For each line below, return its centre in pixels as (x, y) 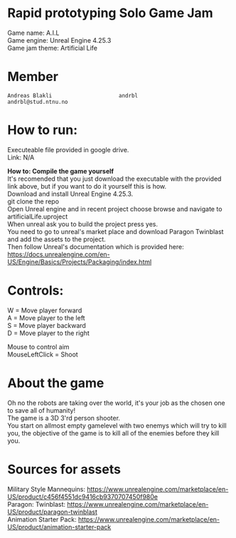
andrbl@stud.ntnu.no (38, 102)
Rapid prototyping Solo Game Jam (110, 13)
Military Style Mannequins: (47, 489)
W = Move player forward (45, 310)
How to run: (43, 130)
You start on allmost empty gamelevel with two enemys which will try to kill (117, 426)
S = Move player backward (47, 325)
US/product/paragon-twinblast (53, 512)
